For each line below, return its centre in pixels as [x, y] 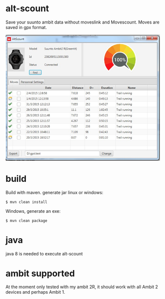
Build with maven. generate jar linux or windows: [54, 192]
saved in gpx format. [26, 27]
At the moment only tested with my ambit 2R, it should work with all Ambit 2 [82, 287]
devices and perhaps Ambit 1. [35, 292]
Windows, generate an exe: [33, 211]
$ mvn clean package [27, 221]
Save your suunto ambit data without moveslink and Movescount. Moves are [82, 22]
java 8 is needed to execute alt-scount [44, 253]
